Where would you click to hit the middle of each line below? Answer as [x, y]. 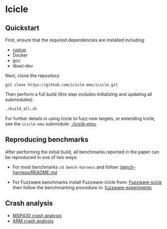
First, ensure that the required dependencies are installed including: [75, 40]
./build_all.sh [21, 109]
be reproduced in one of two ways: [41, 157]
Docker [20, 55]
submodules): [19, 100]
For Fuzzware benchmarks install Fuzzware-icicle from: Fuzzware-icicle [87, 182]
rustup [19, 50]
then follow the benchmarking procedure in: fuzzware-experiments [82, 187]
